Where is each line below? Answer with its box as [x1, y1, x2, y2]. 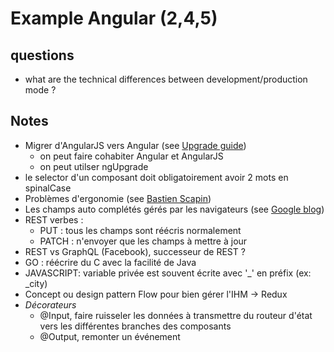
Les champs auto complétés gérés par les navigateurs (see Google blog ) [24, 203, 325, 215]
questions [10, 47, 75, 64]
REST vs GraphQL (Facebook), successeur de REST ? [24, 245, 246, 257]
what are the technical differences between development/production [24, 73, 308, 85]
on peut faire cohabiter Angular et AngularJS [39, 150, 224, 162]
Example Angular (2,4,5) [10, 7, 218, 30]
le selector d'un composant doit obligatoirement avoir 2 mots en [24, 171, 289, 183]
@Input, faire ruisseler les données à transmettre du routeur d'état [39, 309, 313, 321]
